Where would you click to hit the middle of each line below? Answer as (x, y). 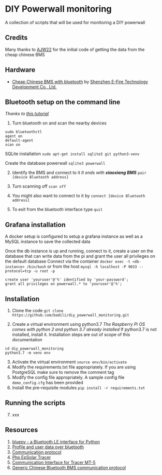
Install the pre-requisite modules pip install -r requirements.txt (78, 388)
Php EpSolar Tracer (31, 457)
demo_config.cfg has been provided (47, 382)
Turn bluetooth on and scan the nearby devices (59, 123)
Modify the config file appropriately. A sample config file (68, 377)
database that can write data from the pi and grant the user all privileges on (80, 256)
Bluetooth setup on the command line (63, 102)
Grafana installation (36, 225)
